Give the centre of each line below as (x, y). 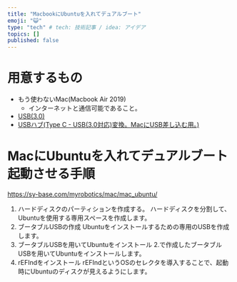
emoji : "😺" (25, 21)
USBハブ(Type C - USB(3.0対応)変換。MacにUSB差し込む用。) (109, 125)
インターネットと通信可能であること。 (85, 109)
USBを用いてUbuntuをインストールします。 (81, 253)
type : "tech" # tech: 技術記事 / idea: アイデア (77, 27)
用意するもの (45, 78)
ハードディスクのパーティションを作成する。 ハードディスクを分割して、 (124, 209)
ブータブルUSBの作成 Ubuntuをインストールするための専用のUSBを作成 (123, 227)
